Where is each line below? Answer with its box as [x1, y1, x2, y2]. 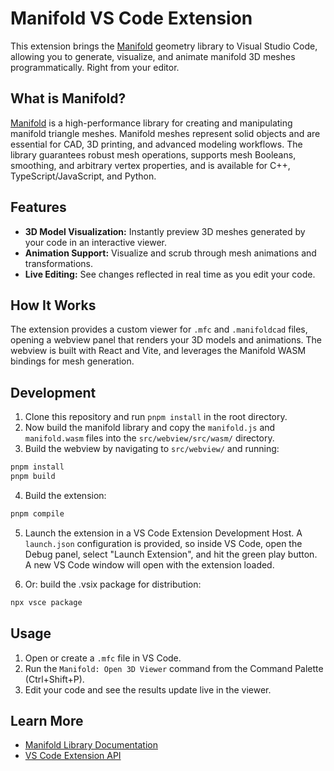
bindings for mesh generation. [10, 355, 135, 367]
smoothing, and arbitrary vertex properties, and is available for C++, [10, 159, 291, 171]
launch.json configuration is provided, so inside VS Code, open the [24, 537, 303, 549]
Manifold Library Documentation [24, 739, 158, 751]
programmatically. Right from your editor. [10, 61, 180, 73]
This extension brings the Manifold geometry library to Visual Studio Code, [10, 40, 318, 52]
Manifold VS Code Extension [10, 7, 253, 30]
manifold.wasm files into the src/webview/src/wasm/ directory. [24, 432, 275, 444]
